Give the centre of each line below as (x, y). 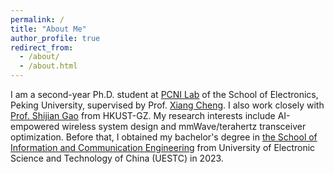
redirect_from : (42, 47)
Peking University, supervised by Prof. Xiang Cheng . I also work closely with (167, 105)
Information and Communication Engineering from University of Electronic (163, 147)
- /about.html (48, 66)
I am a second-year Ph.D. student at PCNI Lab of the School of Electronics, (164, 94)
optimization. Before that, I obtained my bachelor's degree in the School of (164, 137)
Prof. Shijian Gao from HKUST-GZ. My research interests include (143, 115)
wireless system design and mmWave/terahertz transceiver (184, 126)
